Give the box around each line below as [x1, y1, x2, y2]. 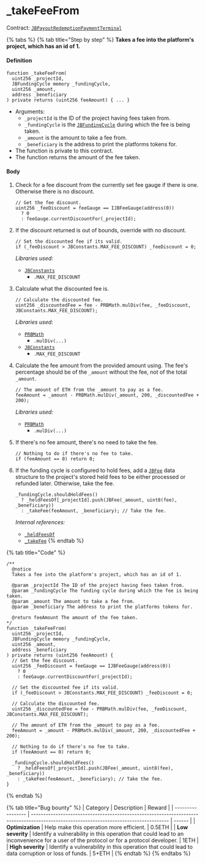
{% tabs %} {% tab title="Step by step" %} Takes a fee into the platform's [6, 36, 195, 43]
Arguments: [15, 108, 45, 116]
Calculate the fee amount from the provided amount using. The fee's [15, 362, 188, 369]
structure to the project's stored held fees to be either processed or [15, 473, 185, 481]
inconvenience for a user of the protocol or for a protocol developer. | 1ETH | [6, 837, 199, 844]
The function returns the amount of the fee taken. [15, 154, 141, 161]
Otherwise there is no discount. [15, 188, 95, 195]
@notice [12, 566, 32, 572]
